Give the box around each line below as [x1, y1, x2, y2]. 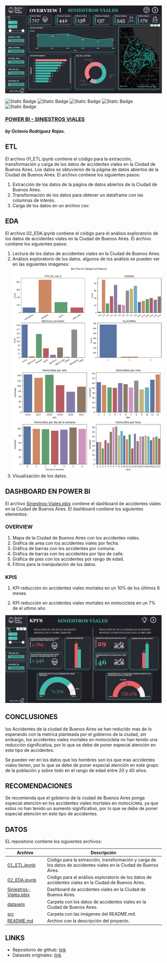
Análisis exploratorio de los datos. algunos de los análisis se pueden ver [12, 256, 160, 262]
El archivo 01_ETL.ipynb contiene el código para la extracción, [5, 155, 132, 162]
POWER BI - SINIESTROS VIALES [5, 116, 85, 123]
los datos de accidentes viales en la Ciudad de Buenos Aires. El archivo [5, 235, 152, 242]
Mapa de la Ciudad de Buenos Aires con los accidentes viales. [12, 535, 140, 541]
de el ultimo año [12, 605, 46, 611]
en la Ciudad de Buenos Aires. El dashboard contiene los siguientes [5, 506, 144, 512]
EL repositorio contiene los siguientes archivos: [5, 838, 102, 844]
